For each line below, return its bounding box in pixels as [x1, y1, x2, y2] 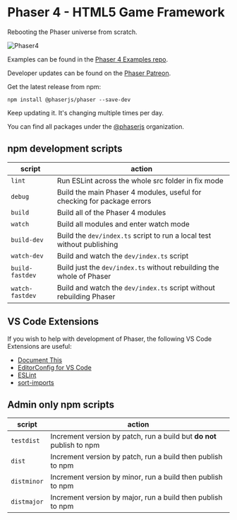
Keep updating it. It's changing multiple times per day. [7, 108, 164, 117]
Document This [17, 355, 62, 364]
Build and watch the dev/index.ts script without [56, 282, 215, 292]
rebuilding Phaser [56, 291, 116, 301]
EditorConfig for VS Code [17, 363, 92, 371]
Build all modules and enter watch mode [56, 219, 190, 229]
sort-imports [17, 378, 54, 386]
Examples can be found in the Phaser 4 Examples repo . [7, 54, 168, 64]
